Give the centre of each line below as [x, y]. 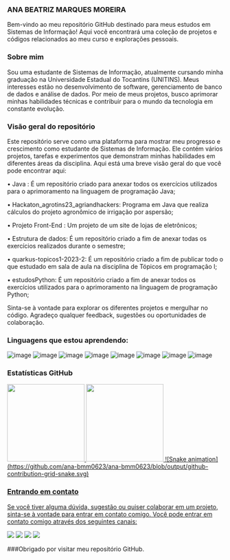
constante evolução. [36, 109]
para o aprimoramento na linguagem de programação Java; [91, 191]
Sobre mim [26, 57]
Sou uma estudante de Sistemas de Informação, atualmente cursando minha [115, 72]
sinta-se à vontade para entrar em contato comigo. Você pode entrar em [110, 514]
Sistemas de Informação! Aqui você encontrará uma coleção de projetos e [112, 32]
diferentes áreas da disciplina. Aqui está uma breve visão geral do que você [114, 163]
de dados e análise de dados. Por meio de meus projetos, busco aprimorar [113, 94]
